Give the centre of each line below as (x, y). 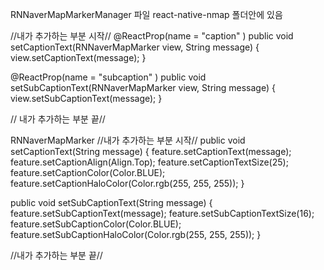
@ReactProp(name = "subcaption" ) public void (108, 77)
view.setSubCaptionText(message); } (86, 98)
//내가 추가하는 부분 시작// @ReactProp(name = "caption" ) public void (152, 36)
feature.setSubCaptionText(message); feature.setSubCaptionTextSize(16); (162, 213)
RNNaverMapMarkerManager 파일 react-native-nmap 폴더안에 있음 (146, 14)
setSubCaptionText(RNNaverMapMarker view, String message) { (143, 87)
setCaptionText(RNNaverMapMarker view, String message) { (135, 47)
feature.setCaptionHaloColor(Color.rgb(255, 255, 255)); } (127, 183)
